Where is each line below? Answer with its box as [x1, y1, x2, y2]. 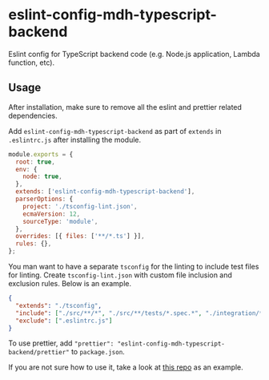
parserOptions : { [15, 195, 74, 203]
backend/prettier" [8, 349, 70, 357]
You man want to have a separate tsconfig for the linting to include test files [8, 262, 259, 271]
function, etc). [8, 58, 54, 67]
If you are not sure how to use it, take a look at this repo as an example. [8, 362, 244, 372]
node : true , [22, 172, 62, 181]
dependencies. [8, 111, 58, 120]
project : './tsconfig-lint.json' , [22, 202, 138, 210]
